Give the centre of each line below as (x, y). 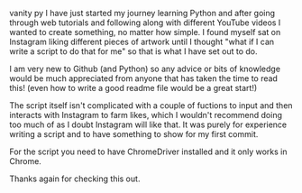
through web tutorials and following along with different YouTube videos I (145, 23)
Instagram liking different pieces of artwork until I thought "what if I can (142, 41)
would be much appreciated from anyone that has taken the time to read (143, 78)
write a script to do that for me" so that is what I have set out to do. (133, 51)
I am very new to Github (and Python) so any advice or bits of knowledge (145, 69)
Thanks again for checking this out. (75, 179)
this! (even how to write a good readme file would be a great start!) (133, 88)
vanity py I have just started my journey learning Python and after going (142, 13)
